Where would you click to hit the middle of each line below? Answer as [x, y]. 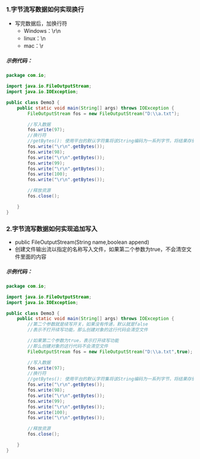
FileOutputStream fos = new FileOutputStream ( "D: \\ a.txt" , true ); [110, 352]
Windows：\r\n [42, 31]
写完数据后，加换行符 [41, 24]
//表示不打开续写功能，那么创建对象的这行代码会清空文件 [88, 330]
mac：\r [34, 46]
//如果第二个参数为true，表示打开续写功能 [73, 341]
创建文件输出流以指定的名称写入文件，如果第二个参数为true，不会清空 [101, 249]
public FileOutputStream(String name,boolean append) [82, 242]
